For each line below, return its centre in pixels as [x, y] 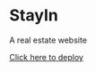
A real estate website [48, 40]
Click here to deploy [46, 57]
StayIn [34, 16]
